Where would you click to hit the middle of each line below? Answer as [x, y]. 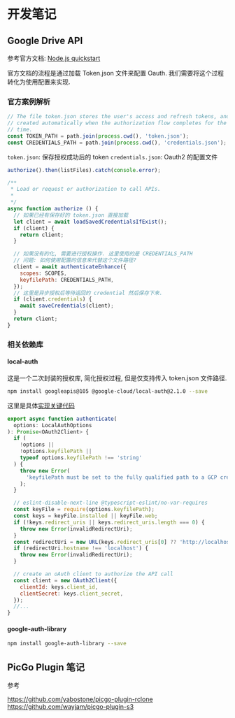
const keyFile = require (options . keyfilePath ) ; [84, 510]
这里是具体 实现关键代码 [41, 405]
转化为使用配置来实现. [39, 82]
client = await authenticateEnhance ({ [70, 267]
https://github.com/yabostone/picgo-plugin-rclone [80, 699]
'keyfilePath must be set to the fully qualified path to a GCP [121, 477]
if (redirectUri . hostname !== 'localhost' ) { [81, 548]
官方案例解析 [29, 101]
